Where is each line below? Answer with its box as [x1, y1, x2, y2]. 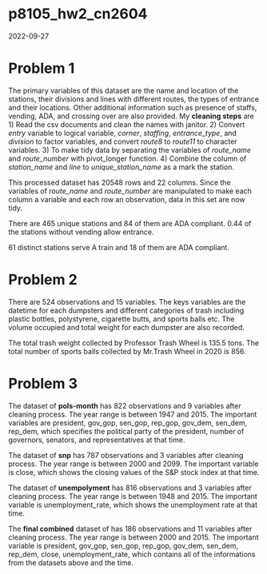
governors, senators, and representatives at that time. [8, 435, 185, 444]
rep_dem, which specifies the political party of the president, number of [8, 426, 245, 436]
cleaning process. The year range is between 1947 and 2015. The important [8, 409, 257, 419]
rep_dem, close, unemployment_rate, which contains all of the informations [8, 549, 256, 559]
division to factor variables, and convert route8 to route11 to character [8, 137, 237, 146]
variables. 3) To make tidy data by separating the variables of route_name [8, 145, 252, 154]
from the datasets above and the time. [8, 557, 134, 568]
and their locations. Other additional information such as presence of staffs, [8, 102, 257, 112]
